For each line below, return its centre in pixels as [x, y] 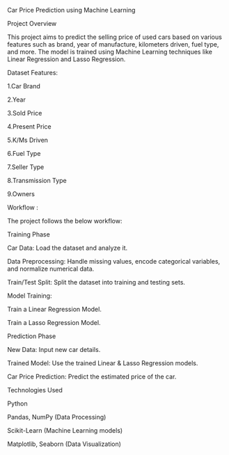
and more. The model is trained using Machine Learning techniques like [110, 52]
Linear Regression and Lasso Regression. [66, 59]
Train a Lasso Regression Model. [54, 322]
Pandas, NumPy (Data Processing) [57, 417]
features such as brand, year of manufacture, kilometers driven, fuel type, [113, 44]
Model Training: [30, 296]
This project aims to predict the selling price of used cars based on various [115, 37]
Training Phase [29, 234]
